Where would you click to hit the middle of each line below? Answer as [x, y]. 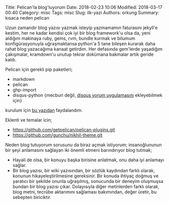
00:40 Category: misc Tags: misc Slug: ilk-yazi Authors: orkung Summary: [82, 13]
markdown [24, 79]
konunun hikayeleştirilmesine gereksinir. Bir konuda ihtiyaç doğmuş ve [86, 176]
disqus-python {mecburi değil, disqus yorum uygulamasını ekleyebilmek [87, 95]
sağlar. [19, 165]
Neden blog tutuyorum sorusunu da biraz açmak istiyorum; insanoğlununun [84, 145]
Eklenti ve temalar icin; [29, 120]
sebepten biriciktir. [32, 197]
